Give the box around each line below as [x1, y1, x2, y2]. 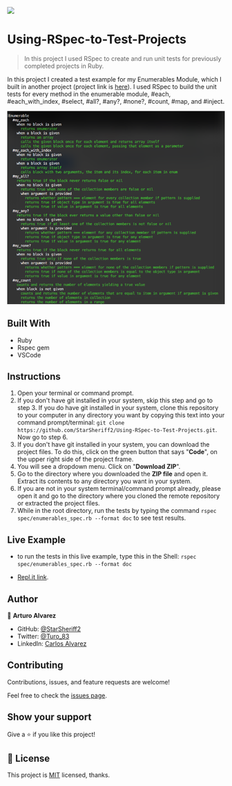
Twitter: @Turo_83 [17, 633, 70, 640]
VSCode [17, 350, 41, 359]
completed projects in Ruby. [23, 62, 104, 70]
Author [7, 593, 38, 605]
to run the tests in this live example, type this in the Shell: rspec [17, 552, 197, 561]
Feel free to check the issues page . [7, 691, 107, 700]
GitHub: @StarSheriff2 [17, 625, 81, 633]
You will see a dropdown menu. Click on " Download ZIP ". [17, 462, 181, 471]
